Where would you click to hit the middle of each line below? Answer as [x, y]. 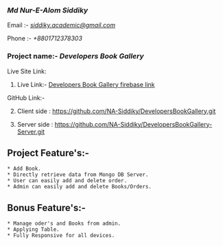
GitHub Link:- [26, 97]
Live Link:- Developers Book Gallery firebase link [86, 84]
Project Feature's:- [48, 153]
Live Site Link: [27, 71]
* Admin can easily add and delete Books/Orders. [80, 187]
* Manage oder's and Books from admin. [64, 224]
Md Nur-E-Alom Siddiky [48, 10]
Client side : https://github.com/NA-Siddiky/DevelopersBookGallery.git [116, 111]
